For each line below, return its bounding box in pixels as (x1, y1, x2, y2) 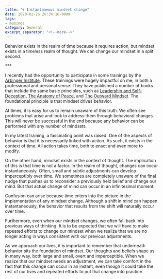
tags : (5, 16, 16, 21)
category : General (5, 25, 42, 30)
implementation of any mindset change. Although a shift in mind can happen (5, 198, 158, 204)
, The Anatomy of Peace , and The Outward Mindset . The (25, 93, 139, 99)
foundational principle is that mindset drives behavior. (5, 98, 113, 104)
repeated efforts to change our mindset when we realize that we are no (5, 228, 147, 234)
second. (5, 54, 21, 59)
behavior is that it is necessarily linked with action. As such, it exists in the (5, 138, 153, 144)
